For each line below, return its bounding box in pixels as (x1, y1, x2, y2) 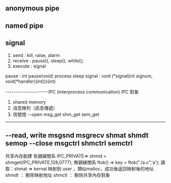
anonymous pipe (5, 4, 60, 13)
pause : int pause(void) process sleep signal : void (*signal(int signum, (5, 73, 153, 79)
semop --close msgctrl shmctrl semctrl (5, 139, 133, 147)
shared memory (12, 99, 46, 105)
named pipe (5, 21, 44, 30)
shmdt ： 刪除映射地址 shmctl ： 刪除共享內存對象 (5, 172, 110, 178)
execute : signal (12, 63, 46, 69)
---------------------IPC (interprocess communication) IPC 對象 (5, 88, 139, 95)
